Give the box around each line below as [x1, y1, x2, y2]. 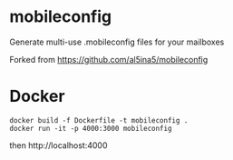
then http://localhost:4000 [9, 139, 108, 151]
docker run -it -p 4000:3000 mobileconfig [9, 124, 172, 133]
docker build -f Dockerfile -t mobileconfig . [9, 115, 189, 125]
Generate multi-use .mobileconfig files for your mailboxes [9, 36, 225, 47]
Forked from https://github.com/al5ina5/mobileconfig [9, 54, 209, 65]
